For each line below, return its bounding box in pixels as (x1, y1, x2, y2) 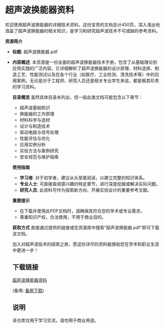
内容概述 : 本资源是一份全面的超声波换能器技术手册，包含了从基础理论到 (12, 59, 158, 65)
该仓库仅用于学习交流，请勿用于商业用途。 (12, 317, 99, 323)
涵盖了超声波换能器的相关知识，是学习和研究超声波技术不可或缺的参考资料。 (5, 28, 161, 33)
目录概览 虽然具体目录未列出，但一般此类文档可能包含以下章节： (12, 94, 143, 100)
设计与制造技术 (19, 123, 50, 129)
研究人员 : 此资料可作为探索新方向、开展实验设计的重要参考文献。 (19, 187, 152, 193)
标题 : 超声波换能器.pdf (12, 49, 58, 55)
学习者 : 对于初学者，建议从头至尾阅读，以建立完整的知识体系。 (19, 175, 148, 180)
